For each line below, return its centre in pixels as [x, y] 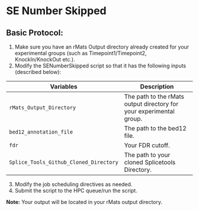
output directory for [151, 104]
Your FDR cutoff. [147, 145]
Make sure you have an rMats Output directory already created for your [102, 47]
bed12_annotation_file [41, 132]
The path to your [147, 155]
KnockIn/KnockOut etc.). [45, 59]
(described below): [38, 72]
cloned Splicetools [150, 162]
